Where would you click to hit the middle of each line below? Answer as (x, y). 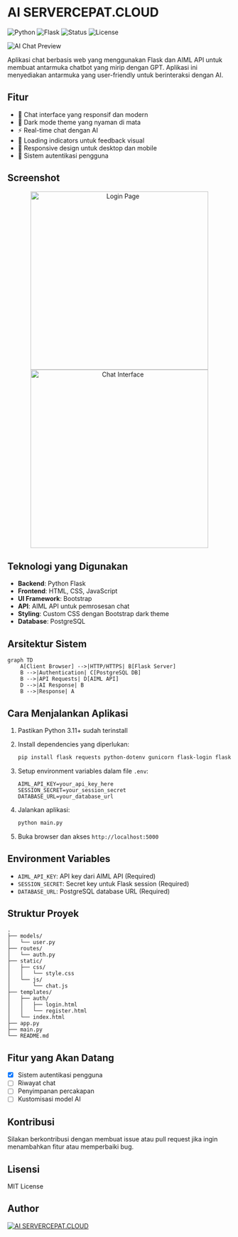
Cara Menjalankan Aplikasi (68, 713)
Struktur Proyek (43, 913)
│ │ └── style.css (41, 974)
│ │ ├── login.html (43, 1005)
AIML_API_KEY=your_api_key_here (65, 784)
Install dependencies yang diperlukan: (74, 744)
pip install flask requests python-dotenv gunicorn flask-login (115, 757)
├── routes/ (25, 949)
